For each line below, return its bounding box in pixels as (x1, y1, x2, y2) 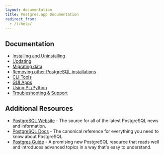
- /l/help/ (9, 21, 32, 26)
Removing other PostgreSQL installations (12, 69, 96, 75)
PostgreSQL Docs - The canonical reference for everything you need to (12, 128, 159, 134)
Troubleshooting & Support (12, 90, 68, 96)
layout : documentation (5, 7, 52, 12)
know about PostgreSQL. (12, 133, 64, 140)
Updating (12, 58, 32, 64)
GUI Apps (12, 79, 32, 85)
